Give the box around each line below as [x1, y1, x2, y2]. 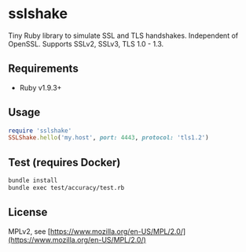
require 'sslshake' [8, 127, 72, 135]
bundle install [8, 176, 58, 185]
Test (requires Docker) [8, 155, 121, 169]
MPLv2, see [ [8, 226, 51, 236]
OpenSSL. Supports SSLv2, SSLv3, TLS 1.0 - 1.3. [8, 39, 164, 48]
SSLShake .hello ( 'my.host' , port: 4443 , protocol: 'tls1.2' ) [8, 134, 210, 142]
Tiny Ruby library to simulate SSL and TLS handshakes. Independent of [8, 31, 238, 40]
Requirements [8, 62, 79, 76]
